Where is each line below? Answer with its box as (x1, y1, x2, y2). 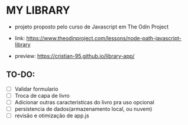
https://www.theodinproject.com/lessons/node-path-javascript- (26, 34, 182, 41)
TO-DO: (6, 69, 35, 80)
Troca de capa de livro (14, 92, 70, 99)
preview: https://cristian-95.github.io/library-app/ (14, 52, 135, 59)
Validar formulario (14, 85, 59, 92)
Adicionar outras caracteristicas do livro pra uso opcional (14, 98, 155, 105)
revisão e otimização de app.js (14, 112, 90, 119)
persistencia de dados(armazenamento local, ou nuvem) (14, 105, 153, 113)
